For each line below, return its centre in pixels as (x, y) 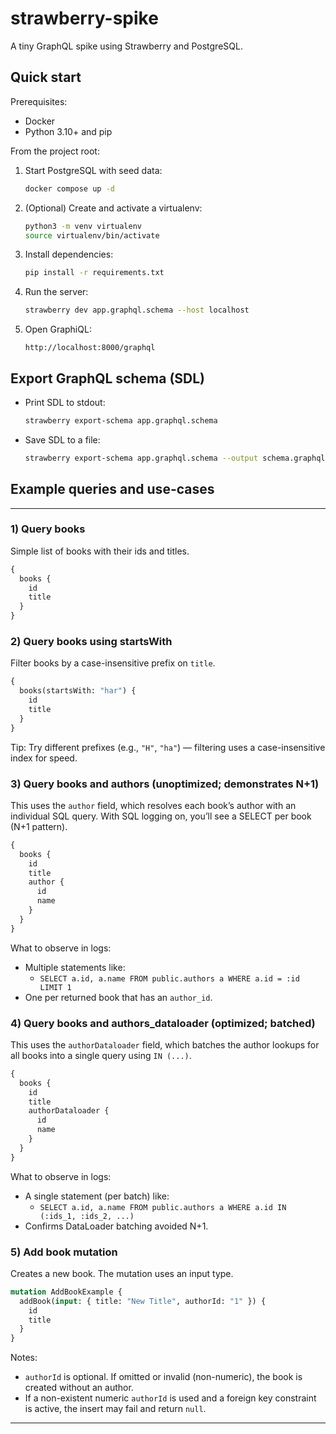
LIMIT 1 (55, 987)
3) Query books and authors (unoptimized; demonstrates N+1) (165, 784)
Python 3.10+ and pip (68, 131)
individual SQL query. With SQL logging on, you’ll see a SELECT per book (161, 816)
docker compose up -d (69, 188)
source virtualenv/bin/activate (92, 235)
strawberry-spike (84, 18)
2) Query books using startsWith (91, 641)
